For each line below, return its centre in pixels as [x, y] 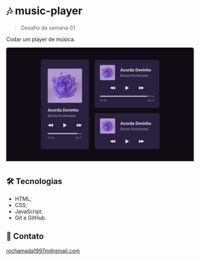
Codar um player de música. [41, 39]
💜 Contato [25, 237]
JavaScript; [29, 211]
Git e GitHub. [30, 217]
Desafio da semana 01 [48, 27]
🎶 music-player [44, 11]
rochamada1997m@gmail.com [43, 251]
